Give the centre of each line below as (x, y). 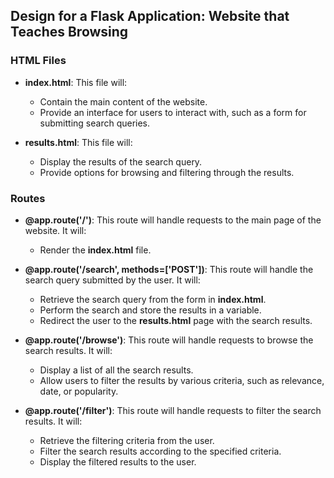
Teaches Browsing (69, 32)
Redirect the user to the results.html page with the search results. (176, 320)
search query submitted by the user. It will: (112, 280)
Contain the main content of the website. (123, 101)
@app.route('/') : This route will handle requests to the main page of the (173, 220)
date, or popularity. (79, 391)
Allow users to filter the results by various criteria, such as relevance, (182, 380)
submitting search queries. (95, 123)
